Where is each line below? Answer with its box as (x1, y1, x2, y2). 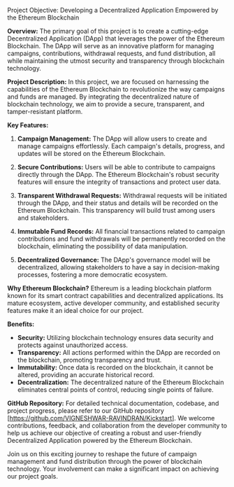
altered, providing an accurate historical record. (17, 371, 155, 379)
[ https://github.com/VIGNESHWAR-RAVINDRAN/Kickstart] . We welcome (7, 414, 215, 422)
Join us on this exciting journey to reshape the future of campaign (7, 450, 197, 458)
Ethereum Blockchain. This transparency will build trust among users (17, 206, 215, 214)
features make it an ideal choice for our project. (7, 306, 144, 314)
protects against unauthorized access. (17, 341, 128, 349)
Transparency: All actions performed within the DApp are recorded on (17, 348, 221, 356)
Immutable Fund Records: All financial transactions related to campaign (17, 227, 226, 235)
